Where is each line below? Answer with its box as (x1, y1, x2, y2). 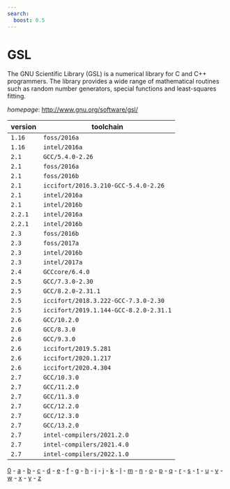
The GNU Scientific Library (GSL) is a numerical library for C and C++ (7, 70, 207, 78)
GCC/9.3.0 (43, 336, 76, 343)
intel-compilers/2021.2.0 (43, 431, 129, 439)
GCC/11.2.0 (43, 383, 79, 391)
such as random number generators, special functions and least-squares (7, 84, 217, 93)
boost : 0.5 (13, 17, 45, 24)
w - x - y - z (7, 474, 42, 482)
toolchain (91, 122, 124, 132)
